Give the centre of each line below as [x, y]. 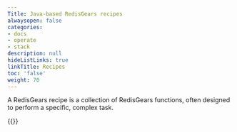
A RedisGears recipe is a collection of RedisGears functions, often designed [119, 100]
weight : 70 [24, 80]
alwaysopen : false [35, 21]
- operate [22, 40]
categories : [25, 27]
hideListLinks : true [38, 60]
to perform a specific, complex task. [61, 108]
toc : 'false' [27, 73]
